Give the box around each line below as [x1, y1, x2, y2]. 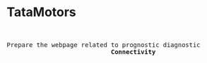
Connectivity [111, 48, 156, 56]
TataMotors [6, 4, 77, 20]
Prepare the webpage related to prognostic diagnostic [6, 41, 201, 49]
